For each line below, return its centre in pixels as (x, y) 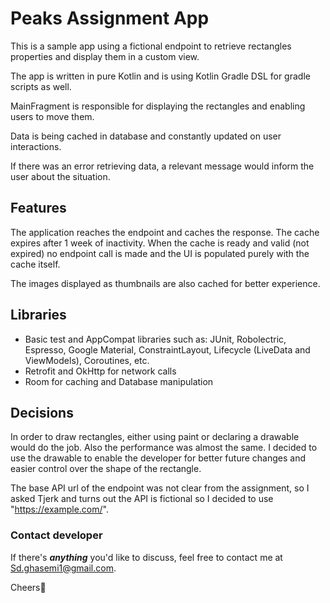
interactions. (36, 146)
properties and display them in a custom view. (105, 56)
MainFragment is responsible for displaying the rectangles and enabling (158, 106)
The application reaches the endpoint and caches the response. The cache (165, 232)
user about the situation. (60, 176)
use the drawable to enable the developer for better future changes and (158, 458)
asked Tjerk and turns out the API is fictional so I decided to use (142, 499)
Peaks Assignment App (110, 18)
